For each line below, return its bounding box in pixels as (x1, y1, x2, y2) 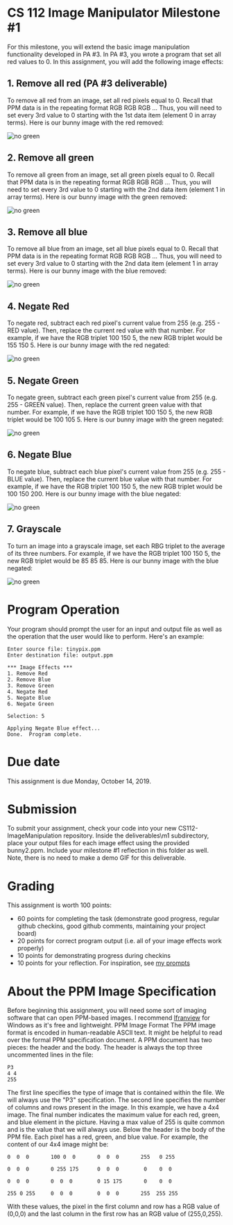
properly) (17, 944, 44, 952)
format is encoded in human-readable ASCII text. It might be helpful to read (7, 1028, 223, 1037)
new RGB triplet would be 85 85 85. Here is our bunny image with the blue (7, 557, 219, 565)
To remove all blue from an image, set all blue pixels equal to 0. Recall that (7, 245, 219, 253)
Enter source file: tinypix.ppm (7, 646, 101, 652)
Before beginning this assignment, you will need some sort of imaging (7, 1007, 207, 1015)
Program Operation (7, 602, 120, 617)
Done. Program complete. (7, 730, 82, 738)
